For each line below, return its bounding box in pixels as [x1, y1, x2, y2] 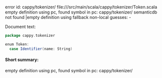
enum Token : [5, 42, 29, 47]
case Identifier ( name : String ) [9, 46, 73, 51]
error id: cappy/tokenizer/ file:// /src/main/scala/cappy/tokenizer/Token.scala [5, 4, 158, 10]
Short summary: [5, 57, 39, 62]
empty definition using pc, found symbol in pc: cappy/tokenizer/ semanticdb [5, 9, 158, 15]
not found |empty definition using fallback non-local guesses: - [5, 15, 131, 20]
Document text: [5, 24, 36, 30]
